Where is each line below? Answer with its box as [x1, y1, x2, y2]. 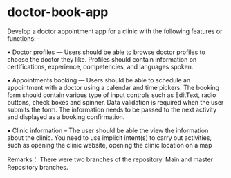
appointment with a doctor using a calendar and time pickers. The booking [7, 83, 220, 91]
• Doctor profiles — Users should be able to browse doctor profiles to [7, 48, 205, 56]
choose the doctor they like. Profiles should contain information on [7, 55, 197, 63]
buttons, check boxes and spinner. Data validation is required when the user [7, 98, 224, 106]
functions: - [7, 34, 41, 42]
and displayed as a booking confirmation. [7, 112, 125, 121]
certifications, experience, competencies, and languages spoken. [7, 62, 194, 71]
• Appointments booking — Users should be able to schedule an [7, 75, 191, 84]
